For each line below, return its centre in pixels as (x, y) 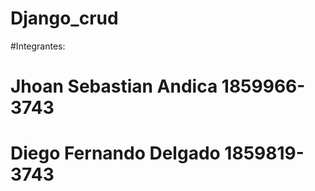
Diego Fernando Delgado (115, 153)
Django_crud (64, 18)
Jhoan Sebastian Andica (114, 86)
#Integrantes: (38, 46)
